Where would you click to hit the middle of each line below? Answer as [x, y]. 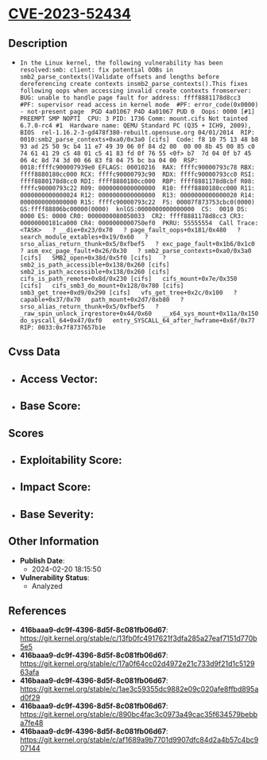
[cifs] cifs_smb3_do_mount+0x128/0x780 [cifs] [102, 286]
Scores [26, 433]
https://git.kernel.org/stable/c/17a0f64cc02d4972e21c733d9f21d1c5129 [137, 664]
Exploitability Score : [71, 460]
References [37, 611]
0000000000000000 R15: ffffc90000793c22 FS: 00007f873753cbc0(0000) [137, 202]
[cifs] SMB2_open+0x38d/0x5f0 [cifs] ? [93, 258]
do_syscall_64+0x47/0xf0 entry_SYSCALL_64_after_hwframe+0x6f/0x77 [137, 321]
